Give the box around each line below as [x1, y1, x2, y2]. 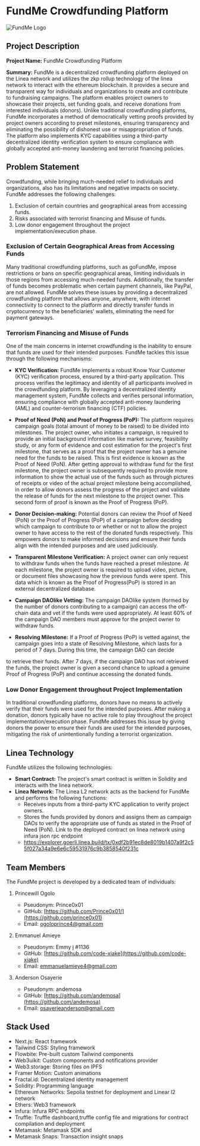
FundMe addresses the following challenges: [6, 190, 116, 197]
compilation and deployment [14, 1120, 85, 1127]
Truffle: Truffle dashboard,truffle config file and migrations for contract [14, 1114, 189, 1121]
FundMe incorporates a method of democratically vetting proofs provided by [6, 113, 194, 120]
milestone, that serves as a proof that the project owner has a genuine [14, 448, 187, 455]
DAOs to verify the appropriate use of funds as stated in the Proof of [23, 820, 192, 827]
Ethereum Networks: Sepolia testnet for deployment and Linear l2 [14, 1088, 176, 1095]
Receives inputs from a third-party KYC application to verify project [23, 801, 189, 808]
